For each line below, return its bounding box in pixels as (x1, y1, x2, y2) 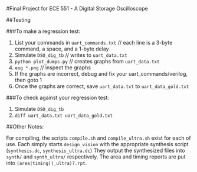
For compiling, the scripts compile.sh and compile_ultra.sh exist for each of (6, 134, 191, 141)
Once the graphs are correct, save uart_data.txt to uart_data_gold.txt (14, 83, 189, 90)
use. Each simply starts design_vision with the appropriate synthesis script (6, 141, 189, 147)
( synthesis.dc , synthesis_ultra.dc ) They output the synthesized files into (6, 147, 185, 154)
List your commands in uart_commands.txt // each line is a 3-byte (14, 39, 173, 46)
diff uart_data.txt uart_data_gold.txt (14, 113, 113, 119)
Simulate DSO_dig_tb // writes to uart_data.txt (14, 52, 128, 58)
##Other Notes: (6, 123, 44, 130)
